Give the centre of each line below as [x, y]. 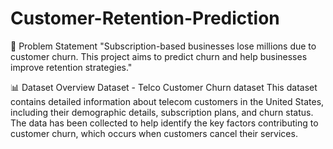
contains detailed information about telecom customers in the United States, [167, 101]
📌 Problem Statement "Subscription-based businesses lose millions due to [163, 46]
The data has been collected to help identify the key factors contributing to [164, 123]
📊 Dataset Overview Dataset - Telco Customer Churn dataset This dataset [164, 87]
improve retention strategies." [71, 67]
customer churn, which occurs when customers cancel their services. [154, 133]
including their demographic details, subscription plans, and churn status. [162, 112]
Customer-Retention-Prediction [145, 18]
